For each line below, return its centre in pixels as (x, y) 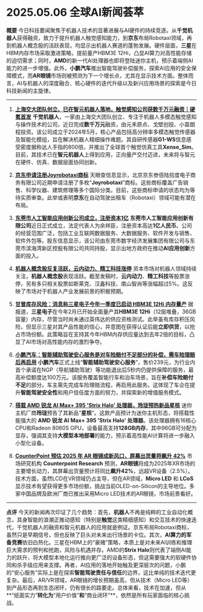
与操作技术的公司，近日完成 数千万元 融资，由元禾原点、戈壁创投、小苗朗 (105, 124)
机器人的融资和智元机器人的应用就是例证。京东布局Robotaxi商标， (109, 527)
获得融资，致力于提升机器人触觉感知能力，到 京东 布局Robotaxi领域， (102, 37)
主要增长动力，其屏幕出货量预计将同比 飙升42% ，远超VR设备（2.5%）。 (104, 471)
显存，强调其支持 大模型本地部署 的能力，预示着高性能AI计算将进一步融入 (105, 435)
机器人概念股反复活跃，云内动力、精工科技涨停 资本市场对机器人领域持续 (106, 268)
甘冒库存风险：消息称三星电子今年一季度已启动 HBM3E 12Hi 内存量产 (101, 304)
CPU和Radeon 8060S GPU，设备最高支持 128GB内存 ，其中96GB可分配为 (106, 428)
